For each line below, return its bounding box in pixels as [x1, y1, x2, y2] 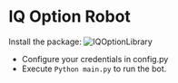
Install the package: [8, 36, 83, 47]
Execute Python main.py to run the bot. [21, 63, 167, 74]
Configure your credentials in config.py [21, 53, 169, 64]
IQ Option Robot [8, 6, 131, 27]
